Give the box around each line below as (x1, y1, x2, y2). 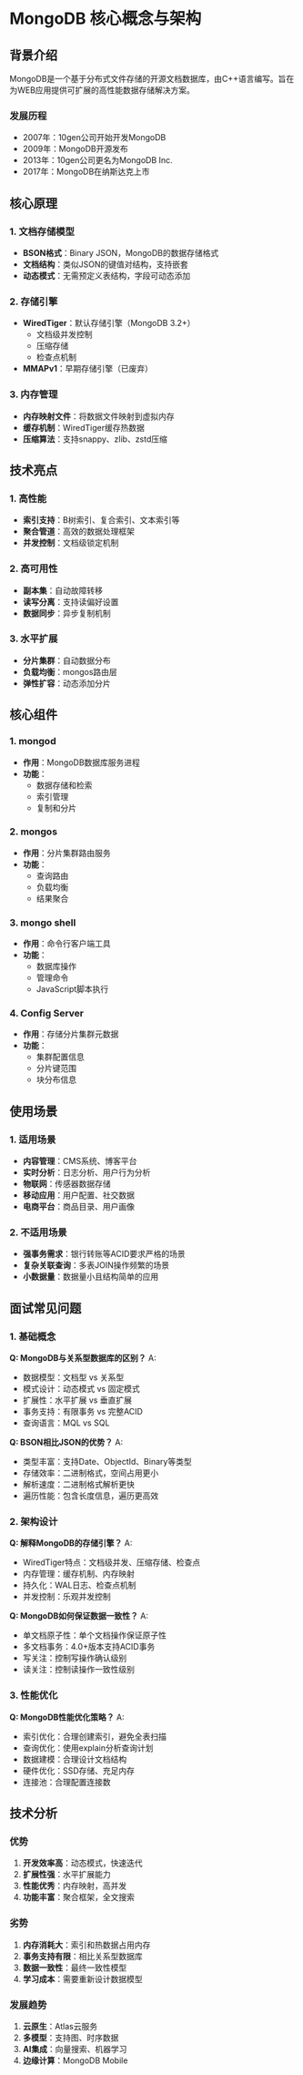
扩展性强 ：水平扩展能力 (22, 1869, 111, 1880)
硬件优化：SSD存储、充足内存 (22, 1764, 135, 1776)
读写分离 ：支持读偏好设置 (22, 596, 119, 607)
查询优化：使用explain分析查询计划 (22, 1742, 154, 1753)
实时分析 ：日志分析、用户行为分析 (22, 1167, 151, 1178)
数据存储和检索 (35, 780, 93, 791)
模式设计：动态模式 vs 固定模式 (22, 1384, 140, 1395)
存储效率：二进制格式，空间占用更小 (22, 1467, 159, 1478)
